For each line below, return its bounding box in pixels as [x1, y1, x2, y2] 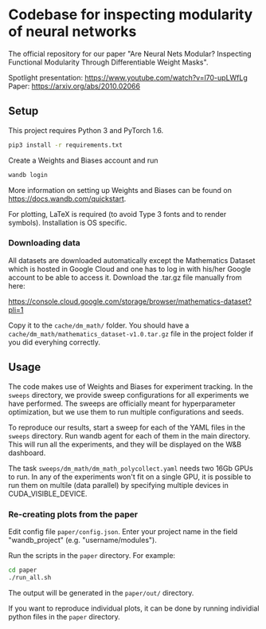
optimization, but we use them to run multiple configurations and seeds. [8, 407, 244, 416]
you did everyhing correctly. [8, 337, 101, 347]
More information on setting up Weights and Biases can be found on [8, 185, 233, 195]
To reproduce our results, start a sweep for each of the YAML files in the [8, 423, 245, 432]
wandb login [8, 171, 48, 179]
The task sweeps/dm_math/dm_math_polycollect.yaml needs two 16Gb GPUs [8, 463, 253, 473]
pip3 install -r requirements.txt [8, 141, 123, 149]
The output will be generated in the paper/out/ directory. [8, 588, 194, 597]
